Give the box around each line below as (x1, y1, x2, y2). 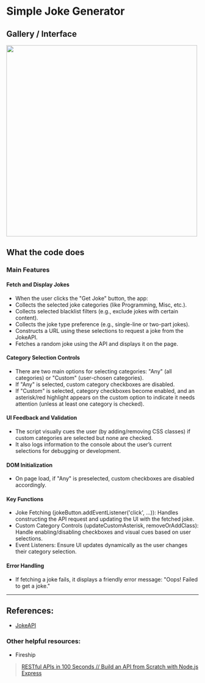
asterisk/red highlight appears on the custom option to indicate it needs (15, 394, 195, 401)
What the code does (6, 247, 85, 258)
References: (6, 605, 54, 616)
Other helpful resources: (6, 637, 81, 646)
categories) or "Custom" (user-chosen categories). (15, 374, 144, 381)
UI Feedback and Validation (6, 414, 77, 422)
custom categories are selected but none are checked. (15, 434, 153, 441)
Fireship (15, 651, 36, 659)
